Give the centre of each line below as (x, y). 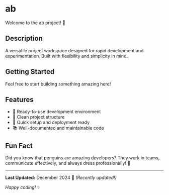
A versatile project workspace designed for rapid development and (74, 50)
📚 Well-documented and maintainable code (58, 128)
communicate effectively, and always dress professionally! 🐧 (68, 163)
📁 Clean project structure (38, 117)
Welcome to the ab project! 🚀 (35, 23)
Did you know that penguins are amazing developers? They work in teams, (82, 158)
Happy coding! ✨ (23, 187)
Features (19, 99)
